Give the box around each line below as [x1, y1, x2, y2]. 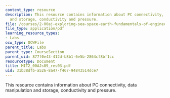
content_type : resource [5, 7, 56, 13]
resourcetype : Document [5, 59, 56, 64]
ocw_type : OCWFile [5, 40, 44, 45]
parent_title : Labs [5, 45, 47, 50]
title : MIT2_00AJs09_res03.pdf [5, 63, 71, 68]
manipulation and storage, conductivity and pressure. [5, 87, 117, 93]
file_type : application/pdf [5, 26, 65, 31]
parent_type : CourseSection [5, 49, 65, 54]
